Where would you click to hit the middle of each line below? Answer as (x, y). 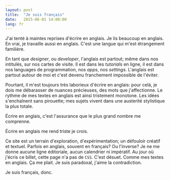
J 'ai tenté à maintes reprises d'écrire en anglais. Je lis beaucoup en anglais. (84, 38)
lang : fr (14, 24)
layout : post (19, 10)
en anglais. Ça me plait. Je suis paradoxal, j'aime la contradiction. (74, 163)
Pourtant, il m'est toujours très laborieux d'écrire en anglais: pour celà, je (81, 85)
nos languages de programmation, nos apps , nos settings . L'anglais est (80, 70)
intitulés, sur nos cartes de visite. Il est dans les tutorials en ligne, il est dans (84, 64)
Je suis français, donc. (29, 172)
